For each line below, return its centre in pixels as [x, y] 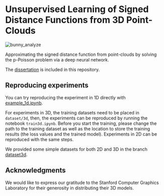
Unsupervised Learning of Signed [77, 9]
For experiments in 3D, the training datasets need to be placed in [72, 112]
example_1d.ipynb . [24, 103]
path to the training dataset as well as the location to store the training [78, 128]
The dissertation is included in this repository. [52, 70]
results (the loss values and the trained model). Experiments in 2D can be [81, 134]
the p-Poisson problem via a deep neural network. [57, 59]
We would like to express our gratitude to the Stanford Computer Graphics [82, 182]
